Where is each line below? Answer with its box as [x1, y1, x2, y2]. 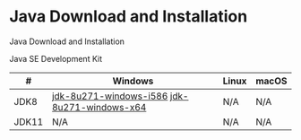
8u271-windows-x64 [52, 101, 147, 113]
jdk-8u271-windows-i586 [52, 90, 168, 102]
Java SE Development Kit [9, 53, 103, 64]
